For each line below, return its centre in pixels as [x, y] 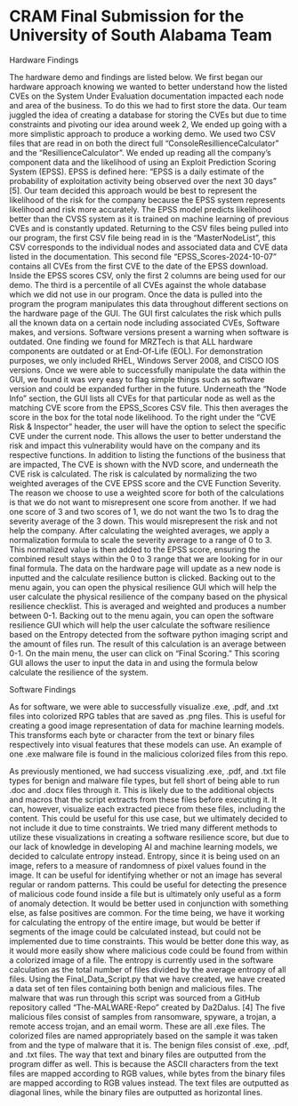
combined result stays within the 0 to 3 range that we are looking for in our [146, 558]
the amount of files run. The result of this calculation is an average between [148, 644]
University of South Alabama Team [141, 35]
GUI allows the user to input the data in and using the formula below [133, 662]
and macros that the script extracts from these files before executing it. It [143, 799]
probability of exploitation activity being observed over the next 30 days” [143, 180]
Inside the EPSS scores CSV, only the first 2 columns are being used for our [148, 275]
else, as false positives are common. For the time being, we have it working [147, 912]
